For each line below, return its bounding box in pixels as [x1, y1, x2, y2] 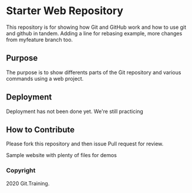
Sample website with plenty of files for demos [6, 152, 117, 159]
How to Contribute [6, 125, 75, 135]
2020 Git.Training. [6, 179, 50, 187]
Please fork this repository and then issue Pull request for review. [6, 140, 164, 148]
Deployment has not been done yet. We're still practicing [6, 108, 144, 115]
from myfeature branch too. [6, 36, 73, 43]
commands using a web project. [6, 75, 84, 82]
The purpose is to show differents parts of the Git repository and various [6, 69, 181, 76]
